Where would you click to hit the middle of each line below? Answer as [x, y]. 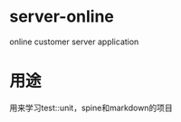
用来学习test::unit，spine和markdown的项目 [91, 108]
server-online [62, 17]
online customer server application [74, 42]
